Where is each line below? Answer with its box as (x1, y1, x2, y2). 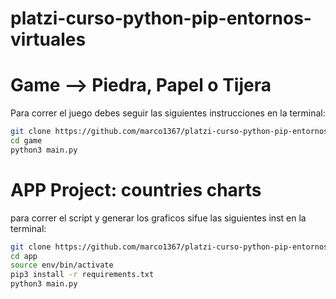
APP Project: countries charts (10, 178, 262, 201)
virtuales (10, 28, 87, 51)
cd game (10, 136, 43, 146)
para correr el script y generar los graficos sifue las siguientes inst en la (10, 212, 307, 224)
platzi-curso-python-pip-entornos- (10, 7, 312, 30)
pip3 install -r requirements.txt (10, 270, 155, 280)
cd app (10, 251, 38, 261)
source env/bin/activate (10, 260, 114, 271)
